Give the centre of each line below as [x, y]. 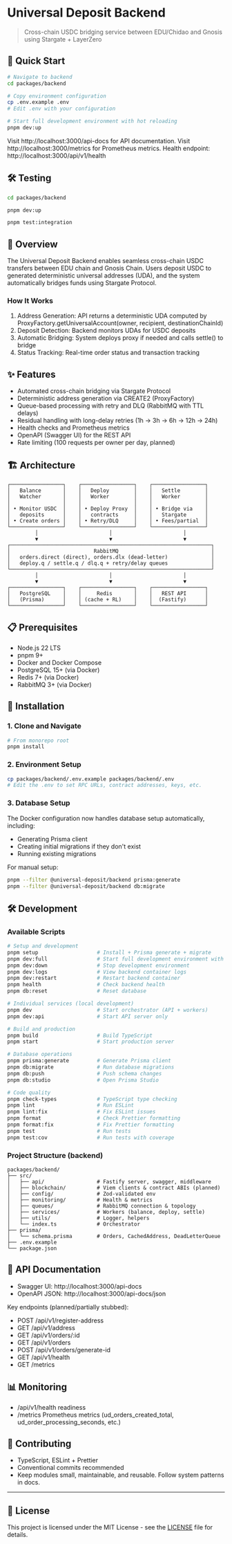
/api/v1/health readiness [51, 1407]
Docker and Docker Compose [59, 662]
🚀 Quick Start [36, 61]
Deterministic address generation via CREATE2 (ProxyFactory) [106, 399]
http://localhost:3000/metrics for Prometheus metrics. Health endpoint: [109, 148]
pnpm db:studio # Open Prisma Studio [83, 1080]
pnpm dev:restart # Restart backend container [94, 978]
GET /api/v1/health [43, 1357]
